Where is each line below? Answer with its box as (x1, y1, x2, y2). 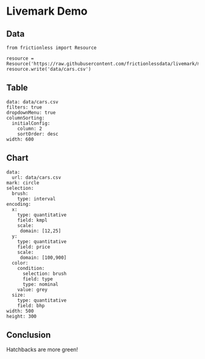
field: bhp (17, 302, 45, 309)
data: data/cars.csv (6, 99, 59, 105)
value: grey (17, 286, 48, 292)
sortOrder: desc (17, 131, 59, 137)
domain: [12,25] (20, 228, 62, 234)
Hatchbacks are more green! (6, 346, 78, 354)
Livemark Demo (6, 4, 88, 18)
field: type (22, 276, 53, 282)
